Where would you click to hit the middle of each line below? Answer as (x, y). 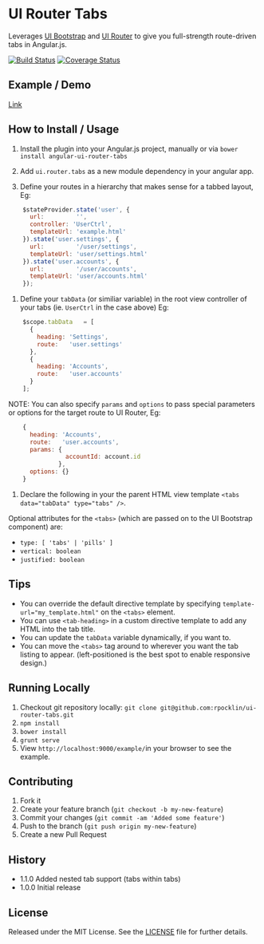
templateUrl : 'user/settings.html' (89, 254)
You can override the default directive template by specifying (120, 603)
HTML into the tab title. (57, 629)
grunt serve (39, 740)
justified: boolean (52, 559)
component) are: (36, 527)
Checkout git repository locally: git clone (88, 707)
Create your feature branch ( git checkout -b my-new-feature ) (122, 809)
